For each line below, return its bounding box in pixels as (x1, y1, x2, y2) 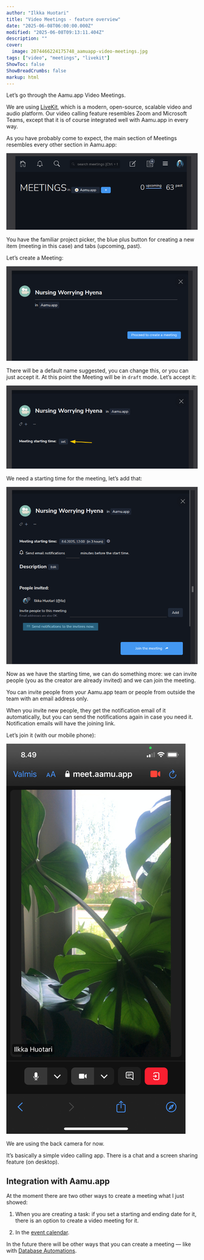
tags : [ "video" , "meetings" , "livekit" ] (6, 55, 110, 61)
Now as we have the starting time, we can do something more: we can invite (6, 671, 197, 678)
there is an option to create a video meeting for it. (15, 1217, 139, 1225)
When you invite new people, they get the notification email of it (6, 707, 166, 714)
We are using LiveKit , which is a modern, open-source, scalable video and (6, 104, 192, 111)
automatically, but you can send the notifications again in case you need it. (6, 713, 193, 721)
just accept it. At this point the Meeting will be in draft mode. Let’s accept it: (6, 374, 197, 381)
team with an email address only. (6, 695, 89, 702)
